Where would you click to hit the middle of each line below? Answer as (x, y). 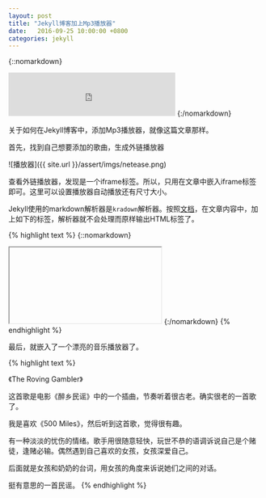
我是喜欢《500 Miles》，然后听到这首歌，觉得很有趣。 (97, 424)
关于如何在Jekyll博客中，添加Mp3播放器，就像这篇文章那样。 (111, 130)
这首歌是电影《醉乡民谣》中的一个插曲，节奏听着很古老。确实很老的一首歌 (132, 396)
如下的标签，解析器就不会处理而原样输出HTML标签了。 (107, 219)
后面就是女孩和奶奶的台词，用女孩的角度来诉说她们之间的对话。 (114, 468)
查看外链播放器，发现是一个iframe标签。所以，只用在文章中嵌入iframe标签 (133, 182)
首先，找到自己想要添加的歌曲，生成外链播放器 (86, 147)
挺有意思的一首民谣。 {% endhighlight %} (78, 485)
